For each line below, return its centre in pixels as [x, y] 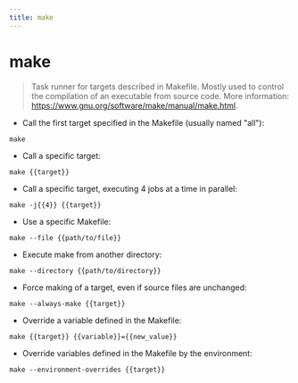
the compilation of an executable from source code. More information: [160, 96]
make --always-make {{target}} [67, 304]
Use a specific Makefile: [66, 221]
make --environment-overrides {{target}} [87, 370]
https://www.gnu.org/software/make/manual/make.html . [134, 105]
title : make [31, 17]
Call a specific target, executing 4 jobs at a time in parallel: [130, 188]
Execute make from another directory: [92, 254]
